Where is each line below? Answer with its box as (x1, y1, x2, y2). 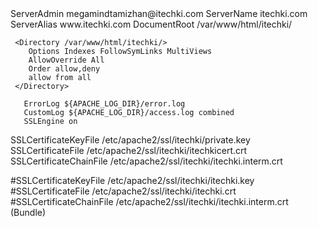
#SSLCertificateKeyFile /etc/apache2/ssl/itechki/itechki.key (10, 175, 255, 186)
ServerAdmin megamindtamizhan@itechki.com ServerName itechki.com (10, 8, 308, 19)
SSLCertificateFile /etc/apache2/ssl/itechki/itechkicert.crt (10, 145, 248, 156)
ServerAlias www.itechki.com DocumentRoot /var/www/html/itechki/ (10, 18, 293, 30)
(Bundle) (10, 207, 47, 218)
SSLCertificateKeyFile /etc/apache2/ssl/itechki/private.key (10, 134, 251, 146)
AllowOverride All (28, 55, 105, 65)
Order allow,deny (28, 64, 101, 74)
